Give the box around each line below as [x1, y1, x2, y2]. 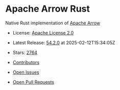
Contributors [12, 59, 40, 65]
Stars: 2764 [12, 49, 37, 55]
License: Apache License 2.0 [12, 29, 74, 36]
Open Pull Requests [12, 79, 55, 85]
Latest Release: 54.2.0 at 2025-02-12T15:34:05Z [12, 39, 115, 46]
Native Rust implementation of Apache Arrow [5, 20, 101, 26]
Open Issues [12, 69, 39, 75]
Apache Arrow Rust [5, 3, 90, 15]
